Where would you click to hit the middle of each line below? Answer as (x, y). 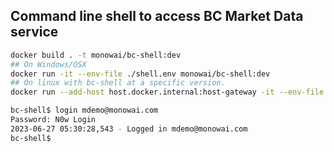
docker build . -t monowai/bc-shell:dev (96, 55)
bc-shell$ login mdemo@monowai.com (84, 110)
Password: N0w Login (53, 120)
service (34, 32)
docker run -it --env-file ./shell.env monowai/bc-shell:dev (140, 74)
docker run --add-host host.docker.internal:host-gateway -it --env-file (167, 92)
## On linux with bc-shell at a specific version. (118, 83)
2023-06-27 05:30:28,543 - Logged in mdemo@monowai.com (129, 129)
